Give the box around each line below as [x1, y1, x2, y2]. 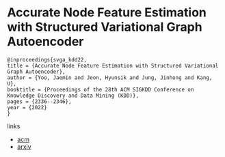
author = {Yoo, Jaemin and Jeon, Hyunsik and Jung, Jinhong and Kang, [7, 74, 213, 81]
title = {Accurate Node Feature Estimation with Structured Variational [7, 62, 219, 69]
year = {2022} [7, 104, 48, 111]
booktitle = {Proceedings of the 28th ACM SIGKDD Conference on [7, 86, 194, 93]
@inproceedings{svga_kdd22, [7, 56, 88, 63]
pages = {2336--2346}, [7, 98, 72, 105]
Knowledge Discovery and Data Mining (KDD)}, [7, 92, 139, 99]
